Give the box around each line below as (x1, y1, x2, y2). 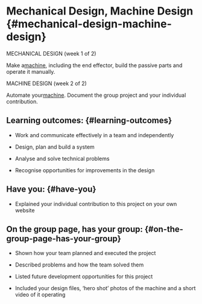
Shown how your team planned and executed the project (14, 250, 156, 257)
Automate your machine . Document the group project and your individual (6, 91, 186, 99)
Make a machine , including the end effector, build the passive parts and (6, 62, 183, 69)
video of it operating (14, 291, 66, 299)
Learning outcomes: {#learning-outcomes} (6, 115, 172, 126)
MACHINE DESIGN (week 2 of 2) (6, 80, 87, 87)
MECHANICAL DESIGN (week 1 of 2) (6, 50, 96, 57)
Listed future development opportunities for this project (14, 273, 153, 280)
